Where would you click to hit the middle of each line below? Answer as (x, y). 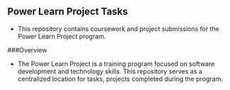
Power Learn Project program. (62, 36)
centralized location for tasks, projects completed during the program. (120, 79)
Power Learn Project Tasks (68, 12)
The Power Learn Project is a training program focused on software (116, 64)
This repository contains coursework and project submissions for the (119, 28)
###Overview (27, 50)
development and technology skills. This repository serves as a (110, 71)
